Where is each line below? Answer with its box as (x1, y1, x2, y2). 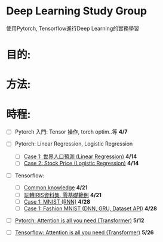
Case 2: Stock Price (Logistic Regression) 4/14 (23, 160, 139, 167)
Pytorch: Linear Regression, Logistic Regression (14, 140, 133, 147)
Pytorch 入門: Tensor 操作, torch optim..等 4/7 (14, 128, 128, 135)
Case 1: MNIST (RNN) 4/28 (23, 198, 91, 205)
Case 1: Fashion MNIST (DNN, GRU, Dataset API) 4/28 (23, 205, 157, 212)
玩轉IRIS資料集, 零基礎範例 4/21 (23, 191, 102, 198)
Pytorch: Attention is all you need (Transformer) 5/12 (14, 217, 144, 224)
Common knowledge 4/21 (23, 184, 88, 191)
